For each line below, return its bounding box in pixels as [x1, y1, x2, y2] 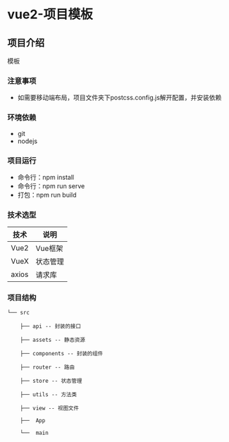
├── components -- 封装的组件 [20, 350, 104, 357]
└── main [20, 429, 49, 437]
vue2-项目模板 [7, 6, 93, 23]
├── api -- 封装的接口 [20, 323, 81, 330]
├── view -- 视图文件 [20, 405, 80, 412]
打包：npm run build [17, 190, 77, 199]
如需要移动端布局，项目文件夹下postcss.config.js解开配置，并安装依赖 [17, 93, 222, 102]
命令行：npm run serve [17, 181, 85, 190]
